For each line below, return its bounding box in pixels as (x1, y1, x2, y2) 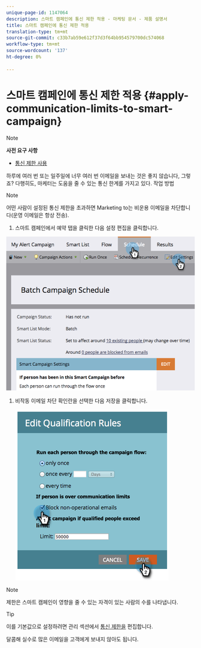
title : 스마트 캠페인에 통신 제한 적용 (6, 22, 89, 28)
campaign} (6, 114, 62, 128)
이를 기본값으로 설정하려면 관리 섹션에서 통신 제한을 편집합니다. (6, 623, 154, 630)
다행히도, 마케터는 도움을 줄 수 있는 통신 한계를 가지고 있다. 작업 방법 (14, 180, 175, 187)
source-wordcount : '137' (6, 48, 68, 54)
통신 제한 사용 (14, 159, 47, 166)
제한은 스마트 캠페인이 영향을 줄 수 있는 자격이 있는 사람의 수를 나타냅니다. (6, 598, 178, 605)
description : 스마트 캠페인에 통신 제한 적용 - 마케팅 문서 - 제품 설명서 (6, 16, 167, 22)
